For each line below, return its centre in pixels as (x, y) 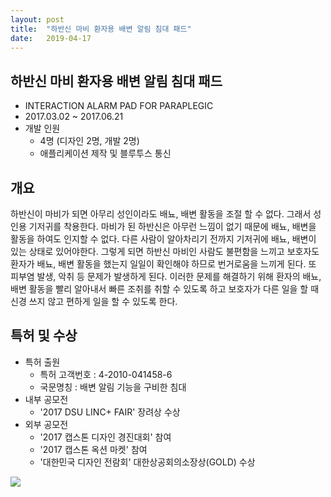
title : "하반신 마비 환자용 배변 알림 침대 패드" (101, 29)
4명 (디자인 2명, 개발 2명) (89, 141)
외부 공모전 (46, 424)
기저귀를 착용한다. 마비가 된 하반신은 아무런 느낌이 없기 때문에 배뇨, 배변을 (172, 226)
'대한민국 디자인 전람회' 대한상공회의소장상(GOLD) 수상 (147, 462)
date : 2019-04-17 (51, 38)
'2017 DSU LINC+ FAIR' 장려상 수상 (110, 412)
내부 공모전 (46, 399)
